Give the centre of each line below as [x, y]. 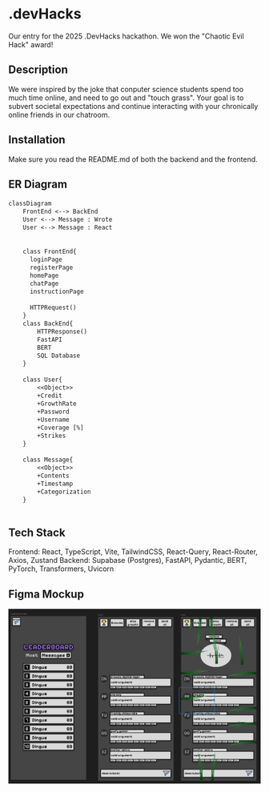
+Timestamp [55, 484]
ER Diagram [38, 184]
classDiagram [30, 204]
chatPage [44, 284]
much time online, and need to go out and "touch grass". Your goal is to [126, 98]
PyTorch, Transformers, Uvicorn [61, 569]
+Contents [53, 476]
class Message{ [48, 460]
